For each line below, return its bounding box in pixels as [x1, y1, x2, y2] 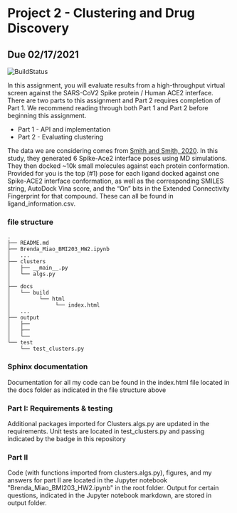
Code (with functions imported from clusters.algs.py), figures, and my [7, 468, 212, 477]
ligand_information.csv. [7, 199, 76, 208]
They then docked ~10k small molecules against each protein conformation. [7, 162, 230, 170]
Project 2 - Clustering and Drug [7, 5, 196, 21]
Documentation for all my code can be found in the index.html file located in [7, 378, 230, 386]
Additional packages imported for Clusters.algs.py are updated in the [7, 419, 210, 428]
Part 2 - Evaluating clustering [17, 133, 104, 141]
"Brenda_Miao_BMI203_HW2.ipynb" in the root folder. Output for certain [7, 484, 219, 492]
